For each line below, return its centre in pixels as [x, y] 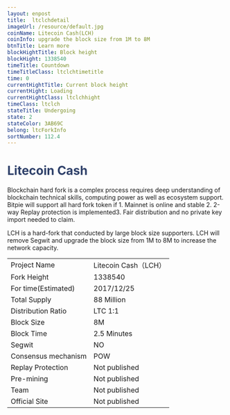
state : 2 [20, 117]
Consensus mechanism [49, 357]
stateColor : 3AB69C [35, 123]
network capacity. [33, 248]
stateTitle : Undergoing [42, 111]
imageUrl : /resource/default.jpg [55, 26]
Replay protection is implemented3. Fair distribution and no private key [121, 212]
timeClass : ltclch [34, 104]
